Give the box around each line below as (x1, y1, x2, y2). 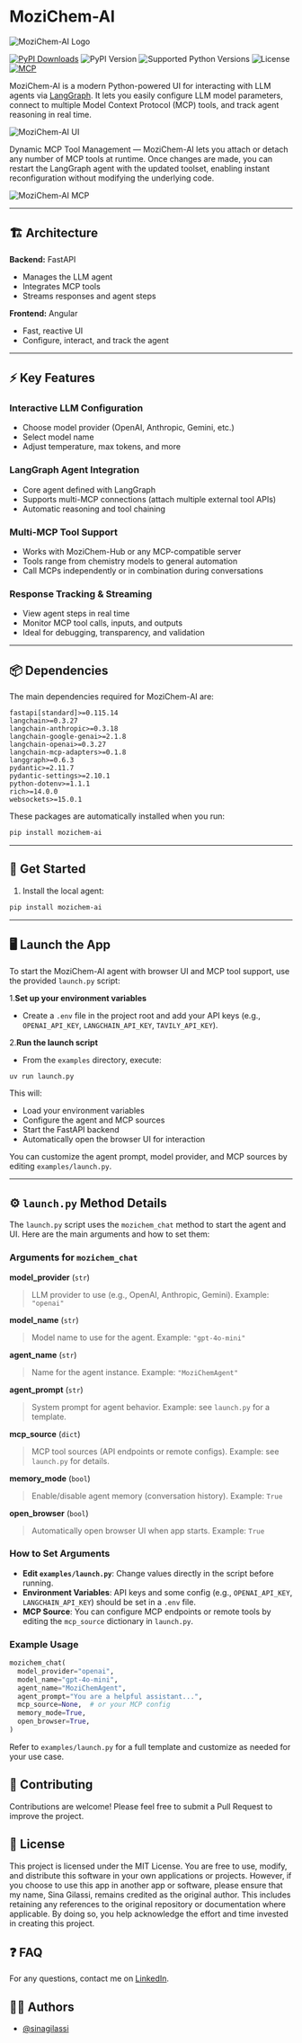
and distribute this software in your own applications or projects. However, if (9, 1870, 292, 1880)
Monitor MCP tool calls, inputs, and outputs (22, 617, 182, 628)
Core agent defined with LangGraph (22, 484, 155, 495)
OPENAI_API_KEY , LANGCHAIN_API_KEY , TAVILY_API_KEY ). (22, 1019, 218, 1030)
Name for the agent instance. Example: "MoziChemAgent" (31, 1366, 238, 1377)
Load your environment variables (22, 1106, 146, 1116)
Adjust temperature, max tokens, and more (22, 441, 182, 452)
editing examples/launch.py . (9, 1161, 112, 1172)
